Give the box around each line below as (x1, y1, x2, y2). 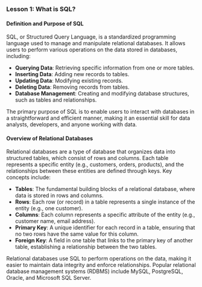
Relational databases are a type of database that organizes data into (6, 148, 176, 155)
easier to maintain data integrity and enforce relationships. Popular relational (6, 262, 196, 269)
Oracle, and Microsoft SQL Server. (6, 274, 92, 282)
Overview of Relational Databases (6, 135, 93, 142)
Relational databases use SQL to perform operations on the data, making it (6, 255, 192, 262)
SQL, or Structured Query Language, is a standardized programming (6, 33, 176, 40)
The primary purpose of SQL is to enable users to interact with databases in (6, 108, 195, 115)
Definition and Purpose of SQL (6, 20, 84, 27)
